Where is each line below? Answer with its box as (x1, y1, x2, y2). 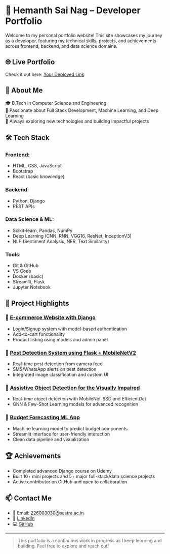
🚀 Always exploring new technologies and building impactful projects (5, 118, 149, 124)
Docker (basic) (12, 273, 44, 279)
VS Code (12, 268, 31, 274)
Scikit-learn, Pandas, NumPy (12, 227, 73, 234)
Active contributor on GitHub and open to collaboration (12, 478, 127, 485)
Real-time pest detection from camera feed (12, 361, 103, 367)
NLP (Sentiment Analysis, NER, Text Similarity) (12, 238, 110, 244)
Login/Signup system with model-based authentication (12, 326, 127, 332)
